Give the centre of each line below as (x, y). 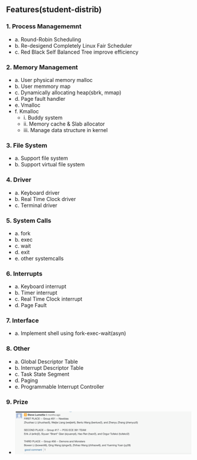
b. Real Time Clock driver (45, 199)
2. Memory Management (42, 67)
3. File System (27, 145)
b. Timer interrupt (36, 293)
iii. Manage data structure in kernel (65, 130)
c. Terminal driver (36, 205)
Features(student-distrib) (54, 10)
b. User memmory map (42, 86)
